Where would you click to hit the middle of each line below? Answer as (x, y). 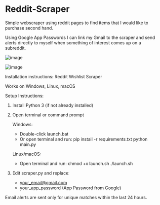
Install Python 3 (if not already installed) (53, 105)
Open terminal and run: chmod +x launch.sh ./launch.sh (76, 163)
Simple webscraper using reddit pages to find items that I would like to (77, 23)
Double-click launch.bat (44, 134)
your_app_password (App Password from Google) (70, 188)
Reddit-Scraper (38, 9)
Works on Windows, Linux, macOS (40, 86)
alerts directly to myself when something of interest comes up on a (73, 42)
